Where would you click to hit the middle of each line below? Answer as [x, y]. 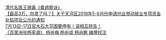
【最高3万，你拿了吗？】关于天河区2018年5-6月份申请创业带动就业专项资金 [83, 13]
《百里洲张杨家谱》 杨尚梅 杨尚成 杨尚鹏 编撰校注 [56, 32]
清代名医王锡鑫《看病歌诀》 [34, 7]
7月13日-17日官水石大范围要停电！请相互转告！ [53, 26]
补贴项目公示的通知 [25, 20]
